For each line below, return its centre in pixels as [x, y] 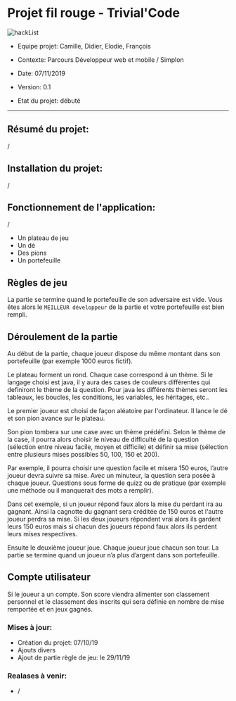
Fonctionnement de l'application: [81, 207]
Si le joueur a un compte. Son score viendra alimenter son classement [109, 594]
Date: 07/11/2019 [41, 73]
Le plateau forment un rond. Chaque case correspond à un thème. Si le [110, 375]
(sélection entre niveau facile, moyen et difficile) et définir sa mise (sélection [118, 447]
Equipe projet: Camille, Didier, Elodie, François [84, 46]
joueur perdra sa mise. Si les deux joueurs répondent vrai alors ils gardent [114, 519]
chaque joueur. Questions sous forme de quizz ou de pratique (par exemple [117, 483]
